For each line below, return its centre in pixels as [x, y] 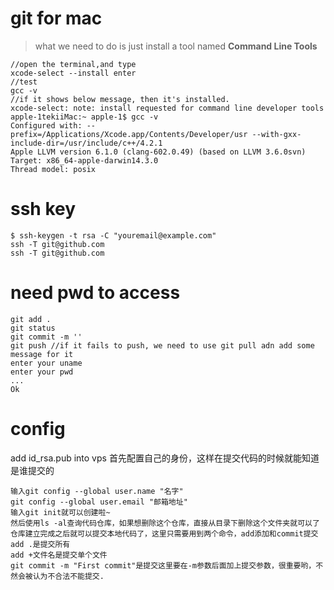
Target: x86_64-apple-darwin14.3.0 [84, 160]
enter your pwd [42, 372]
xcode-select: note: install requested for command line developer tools [167, 108]
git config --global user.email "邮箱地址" [99, 502]
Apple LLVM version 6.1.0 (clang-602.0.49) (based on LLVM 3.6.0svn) [158, 152]
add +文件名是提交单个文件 [59, 555]
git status [33, 328]
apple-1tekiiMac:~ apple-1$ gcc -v [84, 117]
